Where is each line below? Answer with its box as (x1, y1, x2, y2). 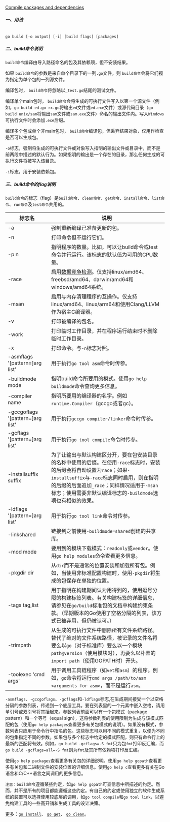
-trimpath (8, 642, 31, 649)
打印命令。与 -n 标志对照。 (51, 344, 112, 351)
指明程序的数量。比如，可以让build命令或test (51, 243, 158, 251)
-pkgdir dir (8, 569, 34, 576)
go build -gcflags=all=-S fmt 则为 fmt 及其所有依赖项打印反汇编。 (5, 747, 142, 753)
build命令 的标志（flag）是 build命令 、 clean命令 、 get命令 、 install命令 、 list (5, 195, 161, 201)
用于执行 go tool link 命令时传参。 (51, 512, 133, 519)
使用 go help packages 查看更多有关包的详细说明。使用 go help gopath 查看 (5, 757, 158, 764)
